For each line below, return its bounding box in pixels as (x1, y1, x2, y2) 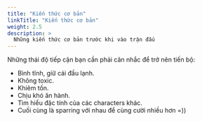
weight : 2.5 (7, 23, 42, 30)
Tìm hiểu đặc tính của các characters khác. (17, 99, 142, 107)
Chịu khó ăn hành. (17, 92, 70, 100)
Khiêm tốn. (17, 84, 49, 92)
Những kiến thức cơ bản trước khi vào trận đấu (13, 36, 156, 43)
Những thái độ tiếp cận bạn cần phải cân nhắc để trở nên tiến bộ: (7, 55, 196, 64)
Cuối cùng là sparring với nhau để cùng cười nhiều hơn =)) (17, 106, 187, 115)
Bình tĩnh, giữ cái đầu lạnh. (17, 69, 95, 78)
